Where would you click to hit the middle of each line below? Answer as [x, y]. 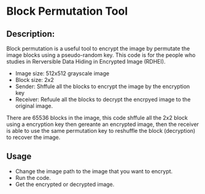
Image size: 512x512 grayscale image [62, 73]
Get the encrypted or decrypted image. [65, 184]
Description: [31, 34]
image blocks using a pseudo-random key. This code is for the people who [101, 55]
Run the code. [33, 177]
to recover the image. [33, 137]
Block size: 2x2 [34, 80]
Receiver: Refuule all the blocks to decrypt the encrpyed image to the [103, 99]
